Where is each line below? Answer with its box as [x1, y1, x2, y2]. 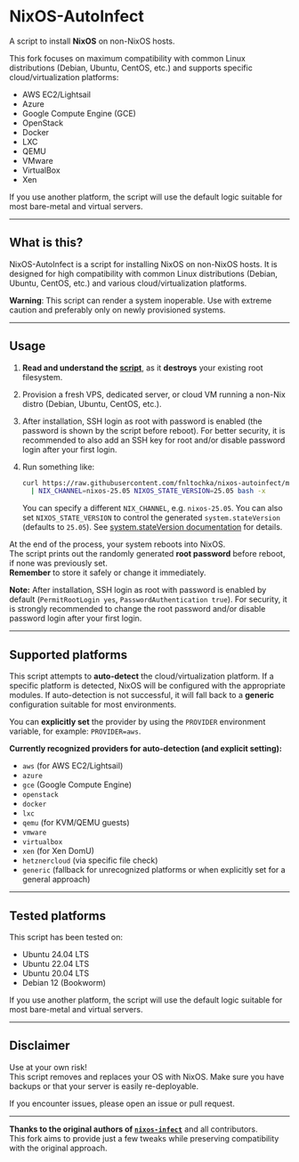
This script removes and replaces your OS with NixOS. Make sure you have [9, 1071, 285, 1082]
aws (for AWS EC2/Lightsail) [21, 760, 124, 771]
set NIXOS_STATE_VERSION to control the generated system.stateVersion [21, 512, 281, 523]
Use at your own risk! [9, 1061, 87, 1072]
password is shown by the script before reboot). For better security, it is [21, 425, 286, 435]
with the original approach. [9, 1142, 108, 1153]
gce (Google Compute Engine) [21, 779, 132, 790]
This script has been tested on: [9, 931, 123, 942]
